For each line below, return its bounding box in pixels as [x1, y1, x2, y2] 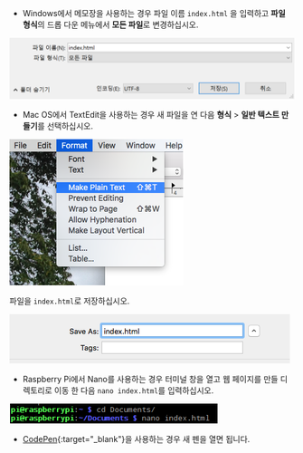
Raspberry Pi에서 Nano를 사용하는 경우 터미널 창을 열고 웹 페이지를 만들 [22, 374, 279, 385]
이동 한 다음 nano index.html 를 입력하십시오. [53, 385, 214, 396]
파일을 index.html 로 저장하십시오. [9, 295, 130, 306]
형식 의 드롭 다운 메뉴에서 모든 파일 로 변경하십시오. [22, 19, 199, 30]
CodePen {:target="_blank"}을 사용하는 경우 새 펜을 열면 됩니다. [22, 434, 251, 445]
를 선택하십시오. [37, 120, 93, 131]
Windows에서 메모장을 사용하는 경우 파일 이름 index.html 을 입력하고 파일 [22, 8, 287, 18]
